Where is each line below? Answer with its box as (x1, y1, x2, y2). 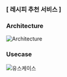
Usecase (6, 50, 33, 58)
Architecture (6, 21, 44, 30)
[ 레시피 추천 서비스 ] (6, 5, 62, 13)
